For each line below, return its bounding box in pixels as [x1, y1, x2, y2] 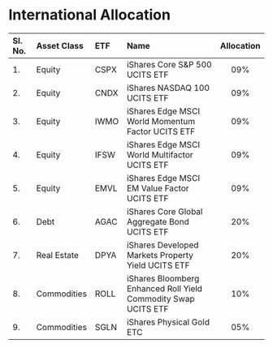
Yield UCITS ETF [126, 260, 190, 271]
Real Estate [36, 249, 80, 260]
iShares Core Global [126, 205, 203, 217]
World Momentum [126, 115, 196, 127]
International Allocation [8, 6, 171, 24]
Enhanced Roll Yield [126, 282, 203, 294]
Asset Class [36, 40, 84, 51]
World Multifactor [126, 148, 193, 160]
